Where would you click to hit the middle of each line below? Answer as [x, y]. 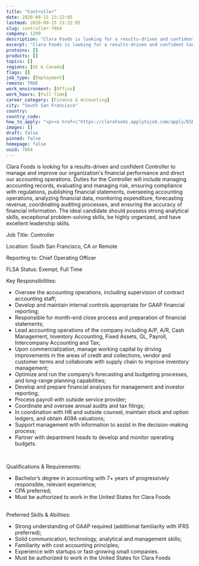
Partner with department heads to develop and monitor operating [94, 437]
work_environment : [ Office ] [41, 89]
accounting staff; [36, 298]
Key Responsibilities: [31, 281]
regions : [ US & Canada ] [36, 67]
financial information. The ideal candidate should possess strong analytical [97, 211]
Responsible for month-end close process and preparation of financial [100, 317]
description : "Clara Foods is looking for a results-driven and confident [100, 39]
